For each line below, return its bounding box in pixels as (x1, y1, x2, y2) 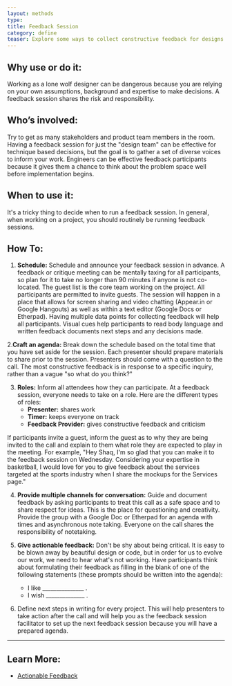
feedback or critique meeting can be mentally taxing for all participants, (17, 268, 221, 277)
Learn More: (7, 653, 61, 665)
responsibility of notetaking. (17, 528, 97, 536)
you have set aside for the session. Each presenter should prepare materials (7, 348, 224, 356)
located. (17, 283, 41, 291)
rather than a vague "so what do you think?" (7, 370, 133, 378)
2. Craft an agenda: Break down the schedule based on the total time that (7, 340, 215, 349)
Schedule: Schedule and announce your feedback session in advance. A (17, 261, 225, 270)
